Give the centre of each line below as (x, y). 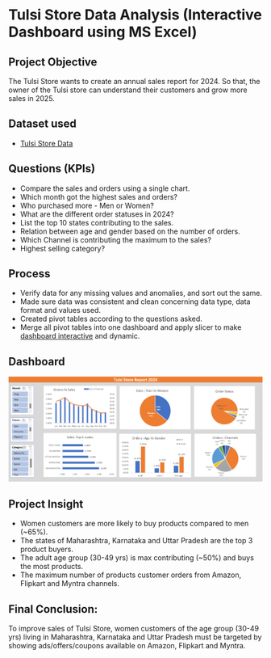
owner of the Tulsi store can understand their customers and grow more (128, 90)
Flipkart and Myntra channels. (69, 584)
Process (29, 274)
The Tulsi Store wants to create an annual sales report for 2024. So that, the (134, 81)
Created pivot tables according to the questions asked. (111, 319)
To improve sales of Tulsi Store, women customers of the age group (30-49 (134, 629)
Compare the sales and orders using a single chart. (105, 188)
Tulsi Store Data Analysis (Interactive (135, 15)
